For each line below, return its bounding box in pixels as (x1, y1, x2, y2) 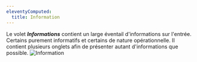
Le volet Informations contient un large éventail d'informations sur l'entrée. (6, 30, 192, 37)
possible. (6, 49, 29, 56)
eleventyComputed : (6, 8, 52, 15)
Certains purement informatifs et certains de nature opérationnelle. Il (6, 37, 175, 44)
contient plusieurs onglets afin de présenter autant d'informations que (6, 43, 178, 50)
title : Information (11, 14, 60, 20)
